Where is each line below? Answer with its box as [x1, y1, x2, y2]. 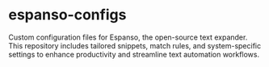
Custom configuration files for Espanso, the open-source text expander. [8, 32, 248, 42]
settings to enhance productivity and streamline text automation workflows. [8, 49, 260, 59]
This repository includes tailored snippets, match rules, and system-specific [8, 40, 261, 50]
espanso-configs [8, 6, 127, 24]
